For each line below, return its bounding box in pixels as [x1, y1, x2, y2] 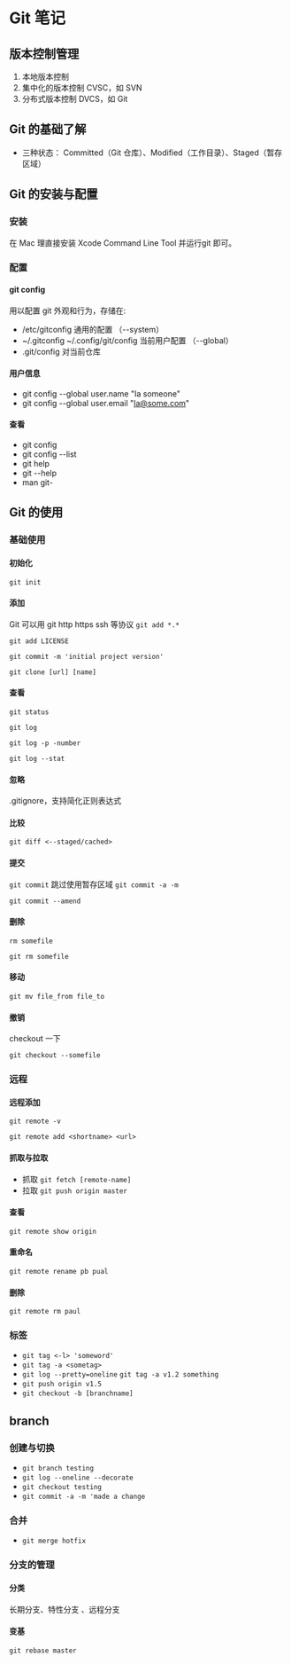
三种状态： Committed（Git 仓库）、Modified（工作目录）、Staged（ [21, 147, 267, 158]
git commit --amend [9, 897, 81, 906]
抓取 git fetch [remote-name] [21, 1173, 132, 1184]
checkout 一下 [9, 1033, 61, 1044]
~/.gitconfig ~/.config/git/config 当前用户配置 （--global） [21, 334, 234, 346]
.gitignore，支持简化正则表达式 [9, 796, 122, 806]
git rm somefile [9, 952, 69, 961]
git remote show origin [9, 1227, 97, 1236]
